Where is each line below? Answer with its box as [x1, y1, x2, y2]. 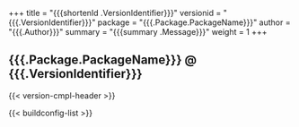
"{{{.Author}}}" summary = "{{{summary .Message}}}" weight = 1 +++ [8, 27, 268, 37]
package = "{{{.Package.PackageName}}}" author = [97, 17, 291, 28]
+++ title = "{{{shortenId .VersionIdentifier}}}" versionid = [8, 8, 222, 18]
